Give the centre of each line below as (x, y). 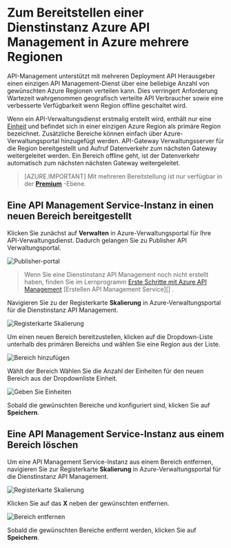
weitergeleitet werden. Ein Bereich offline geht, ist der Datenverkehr (103, 155)
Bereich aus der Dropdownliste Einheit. (62, 378)
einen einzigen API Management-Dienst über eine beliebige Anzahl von (108, 83)
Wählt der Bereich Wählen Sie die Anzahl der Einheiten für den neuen (106, 371)
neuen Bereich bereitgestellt (70, 216)
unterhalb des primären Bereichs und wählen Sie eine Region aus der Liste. (114, 344)
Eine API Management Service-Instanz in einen (110, 205)
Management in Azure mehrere (98, 42)
